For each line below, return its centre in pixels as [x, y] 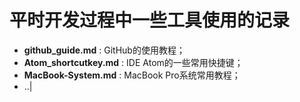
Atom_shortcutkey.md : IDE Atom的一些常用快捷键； [133, 62]
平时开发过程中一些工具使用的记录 [150, 20]
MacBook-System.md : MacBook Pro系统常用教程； [132, 75]
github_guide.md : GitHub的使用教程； [104, 50]
